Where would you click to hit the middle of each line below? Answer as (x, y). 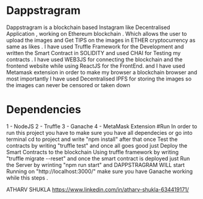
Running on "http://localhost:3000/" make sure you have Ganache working (99, 171)
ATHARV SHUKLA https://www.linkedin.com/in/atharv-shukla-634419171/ (98, 189)
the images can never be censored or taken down (68, 85)
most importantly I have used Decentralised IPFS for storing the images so (99, 79)
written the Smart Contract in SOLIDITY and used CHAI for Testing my (93, 53)
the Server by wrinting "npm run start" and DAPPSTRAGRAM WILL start (95, 165)
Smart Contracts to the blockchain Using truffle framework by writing (92, 152)
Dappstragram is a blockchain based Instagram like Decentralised (88, 27)
